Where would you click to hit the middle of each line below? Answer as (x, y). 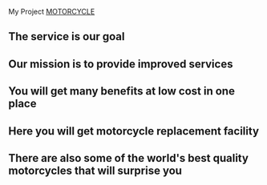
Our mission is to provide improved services (121, 64)
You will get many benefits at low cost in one (121, 91)
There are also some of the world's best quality (128, 158)
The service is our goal (67, 36)
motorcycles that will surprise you (95, 170)
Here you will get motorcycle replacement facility (133, 131)
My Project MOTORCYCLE (52, 12)
